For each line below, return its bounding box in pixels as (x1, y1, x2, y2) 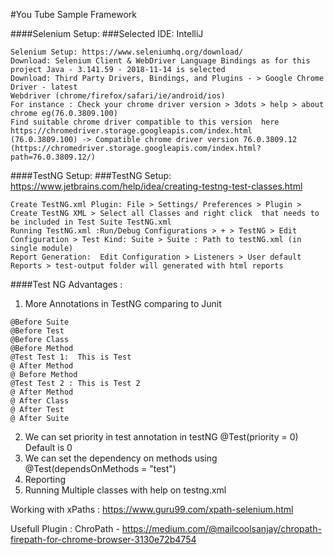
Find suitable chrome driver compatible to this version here (10, 117, 280, 127)
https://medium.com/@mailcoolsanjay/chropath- (121, 523, 322, 534)
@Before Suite (10, 317, 70, 327)
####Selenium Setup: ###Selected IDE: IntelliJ (10, 28, 204, 39)
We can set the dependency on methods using (24, 452, 218, 464)
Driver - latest (10, 82, 78, 92)
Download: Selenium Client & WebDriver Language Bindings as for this (10, 56, 311, 66)
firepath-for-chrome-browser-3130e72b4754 (10, 534, 197, 545)
